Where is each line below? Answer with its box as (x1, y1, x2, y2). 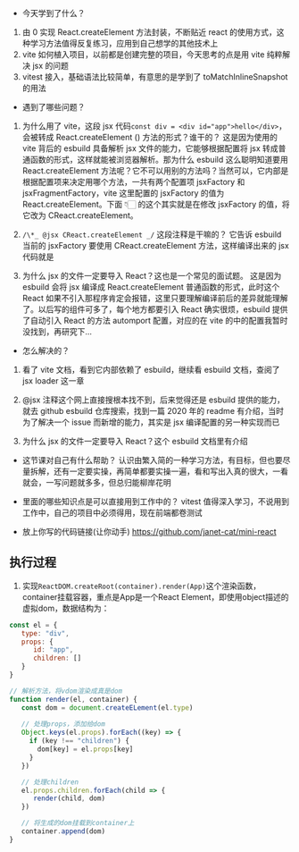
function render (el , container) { (9, 695, 138, 704)
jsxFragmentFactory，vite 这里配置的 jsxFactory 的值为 (21, 188, 225, 198)
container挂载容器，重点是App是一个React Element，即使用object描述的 (21, 591, 289, 602)
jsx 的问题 (32, 61, 70, 71)
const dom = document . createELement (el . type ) (21, 703, 194, 713)
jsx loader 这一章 (21, 375, 85, 386)
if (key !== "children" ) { (29, 737, 129, 746)
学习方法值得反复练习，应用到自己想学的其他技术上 (29, 38, 219, 48)
